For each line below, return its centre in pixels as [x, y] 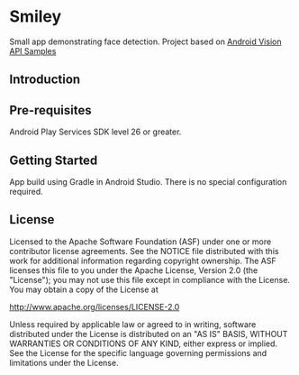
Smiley [36, 17]
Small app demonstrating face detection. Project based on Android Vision [145, 41]
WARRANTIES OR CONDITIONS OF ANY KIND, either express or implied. [143, 343]
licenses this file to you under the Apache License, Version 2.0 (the [134, 270]
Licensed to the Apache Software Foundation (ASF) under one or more [140, 242]
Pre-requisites [50, 110]
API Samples [33, 50]
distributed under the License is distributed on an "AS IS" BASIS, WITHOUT [149, 334]
